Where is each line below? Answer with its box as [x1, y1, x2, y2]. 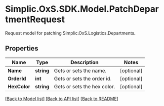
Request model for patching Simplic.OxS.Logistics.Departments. [5, 30, 136, 36]
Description [70, 59, 99, 66]
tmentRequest [5, 14, 65, 25]
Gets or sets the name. [54, 67, 107, 74]
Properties [5, 44, 39, 53]
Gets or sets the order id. [54, 75, 112, 82]
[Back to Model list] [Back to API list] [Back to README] [5, 96, 119, 102]
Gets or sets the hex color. [54, 83, 115, 90]
